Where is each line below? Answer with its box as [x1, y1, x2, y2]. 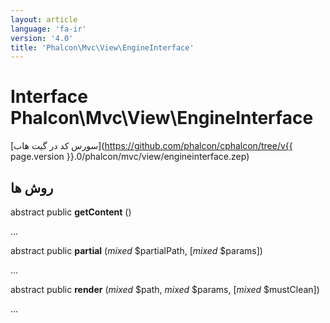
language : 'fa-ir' [10, 24, 87, 34]
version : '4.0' [10, 33, 74, 43]
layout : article [10, 14, 78, 25]
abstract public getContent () [10, 206, 132, 218]
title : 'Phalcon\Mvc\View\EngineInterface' [10, 42, 195, 53]
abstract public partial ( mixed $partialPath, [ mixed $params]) [10, 245, 263, 256]
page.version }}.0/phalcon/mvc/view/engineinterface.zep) [10, 151, 250, 163]
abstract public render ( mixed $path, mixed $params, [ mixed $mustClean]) [10, 284, 320, 295]
